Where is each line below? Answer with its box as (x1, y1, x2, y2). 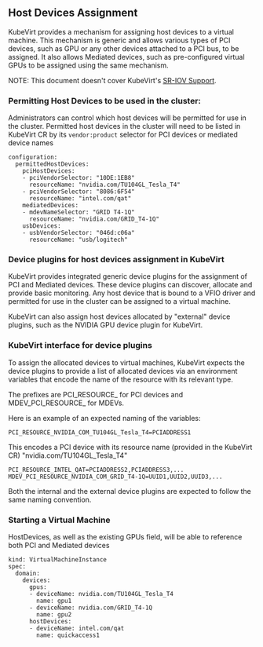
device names (8, 138, 53, 148)
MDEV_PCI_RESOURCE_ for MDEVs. (8, 398, 124, 408)
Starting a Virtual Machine (8, 514, 111, 525)
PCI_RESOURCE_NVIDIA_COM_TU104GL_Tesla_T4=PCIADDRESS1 (8, 428, 192, 437)
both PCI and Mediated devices (8, 541, 110, 550)
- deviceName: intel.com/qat (28, 624, 125, 632)
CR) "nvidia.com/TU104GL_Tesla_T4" (8, 451, 128, 460)
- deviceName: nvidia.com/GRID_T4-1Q (28, 604, 153, 612)
